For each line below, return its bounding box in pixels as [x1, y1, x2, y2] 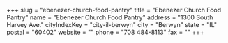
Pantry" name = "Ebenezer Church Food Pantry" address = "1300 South [6, 13, 213, 21]
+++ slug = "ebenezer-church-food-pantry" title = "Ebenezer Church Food [6, 6, 222, 14]
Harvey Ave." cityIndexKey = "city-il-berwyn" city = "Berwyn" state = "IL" [6, 21, 218, 28]
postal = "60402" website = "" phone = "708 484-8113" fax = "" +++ [6, 28, 204, 36]
